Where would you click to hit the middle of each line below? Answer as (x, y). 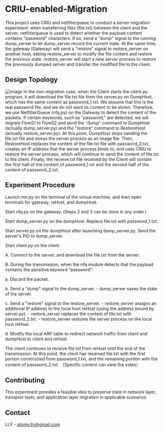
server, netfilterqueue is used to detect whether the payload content (74, 33)
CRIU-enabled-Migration (56, 9)
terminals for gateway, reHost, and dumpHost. (51, 202)
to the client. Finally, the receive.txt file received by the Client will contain (79, 159)
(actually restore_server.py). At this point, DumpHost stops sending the (76, 133)
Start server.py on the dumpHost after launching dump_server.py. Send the (81, 230)
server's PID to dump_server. (34, 236)
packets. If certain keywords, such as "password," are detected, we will (77, 117)
